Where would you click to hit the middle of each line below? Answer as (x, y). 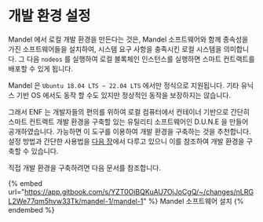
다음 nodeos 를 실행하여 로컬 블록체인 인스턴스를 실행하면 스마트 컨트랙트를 (141, 59)
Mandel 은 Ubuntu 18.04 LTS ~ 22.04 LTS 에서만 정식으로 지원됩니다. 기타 (124, 85)
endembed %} (31, 209)
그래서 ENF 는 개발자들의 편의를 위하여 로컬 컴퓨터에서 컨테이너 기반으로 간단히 (129, 111)
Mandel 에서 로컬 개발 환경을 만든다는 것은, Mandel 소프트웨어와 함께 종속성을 (128, 39)
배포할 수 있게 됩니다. (40, 68)
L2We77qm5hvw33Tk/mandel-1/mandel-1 (76, 201)
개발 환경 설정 (49, 16)
